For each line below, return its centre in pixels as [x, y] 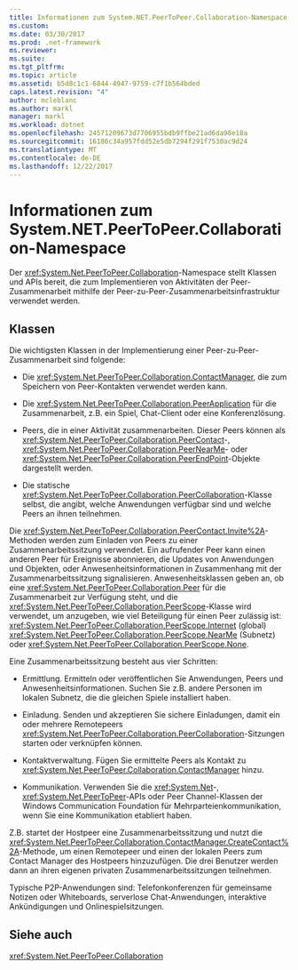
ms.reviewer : [33, 51]
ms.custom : [29, 26]
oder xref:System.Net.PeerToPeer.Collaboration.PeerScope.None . [129, 645]
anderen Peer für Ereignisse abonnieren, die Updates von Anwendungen [142, 559]
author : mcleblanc [43, 100]
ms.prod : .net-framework [55, 42]
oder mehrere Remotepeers [72, 725]
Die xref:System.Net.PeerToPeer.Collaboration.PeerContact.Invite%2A [137, 531]
